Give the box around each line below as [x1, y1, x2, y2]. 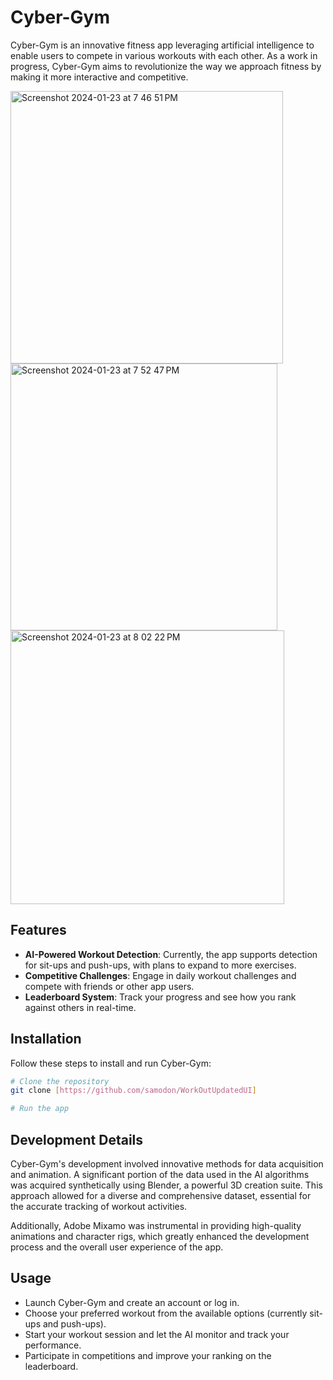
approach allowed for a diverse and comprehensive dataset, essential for [10, 1190, 312, 1201]
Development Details [10, 1131, 144, 1148]
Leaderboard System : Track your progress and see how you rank [24, 991, 297, 1003]
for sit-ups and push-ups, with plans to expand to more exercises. [24, 959, 297, 971]
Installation [10, 1031, 82, 1048]
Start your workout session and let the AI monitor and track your [24, 1328, 290, 1340]
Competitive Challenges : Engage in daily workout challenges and [24, 969, 297, 981]
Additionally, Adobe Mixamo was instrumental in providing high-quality [10, 1220, 302, 1231]
